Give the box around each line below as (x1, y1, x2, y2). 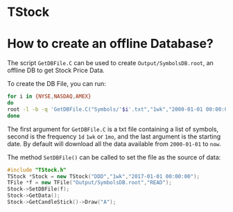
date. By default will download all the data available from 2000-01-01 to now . (7, 139, 222, 148)
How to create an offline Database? (7, 36, 214, 52)
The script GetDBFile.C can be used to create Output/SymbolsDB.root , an (7, 59, 214, 67)
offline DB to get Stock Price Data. (7, 67, 105, 75)
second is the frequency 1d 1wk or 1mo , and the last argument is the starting (7, 132, 221, 141)
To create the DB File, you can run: (7, 80, 106, 88)
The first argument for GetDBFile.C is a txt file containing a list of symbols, (7, 125, 219, 133)
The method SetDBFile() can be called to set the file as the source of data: (7, 153, 221, 161)
